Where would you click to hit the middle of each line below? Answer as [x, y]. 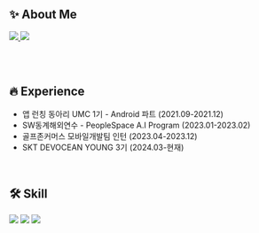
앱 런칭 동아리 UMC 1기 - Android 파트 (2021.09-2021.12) [123, 113]
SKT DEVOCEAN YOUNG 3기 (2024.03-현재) [103, 147]
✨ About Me [43, 15]
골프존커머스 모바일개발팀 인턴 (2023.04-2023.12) [110, 136]
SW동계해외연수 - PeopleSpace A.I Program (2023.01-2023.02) [136, 125]
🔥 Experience [47, 92]
